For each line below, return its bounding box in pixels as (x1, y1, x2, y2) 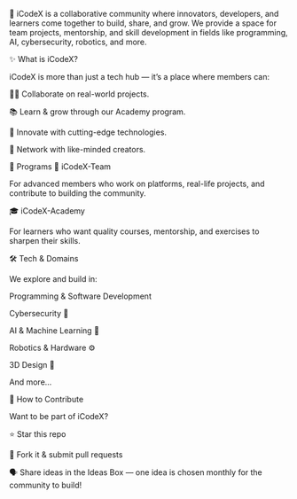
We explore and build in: (9, 274, 98, 284)
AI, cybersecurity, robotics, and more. (9, 36, 148, 47)
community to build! (9, 480, 82, 490)
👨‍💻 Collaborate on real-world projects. (9, 89, 150, 99)
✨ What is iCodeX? (9, 54, 78, 64)
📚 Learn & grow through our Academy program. (9, 106, 186, 117)
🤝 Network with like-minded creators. (9, 144, 146, 154)
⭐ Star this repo (9, 429, 66, 439)
